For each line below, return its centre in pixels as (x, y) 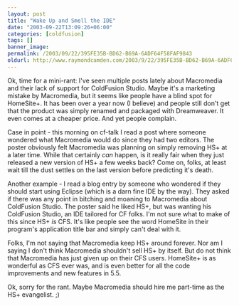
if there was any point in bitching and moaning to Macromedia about (107, 199)
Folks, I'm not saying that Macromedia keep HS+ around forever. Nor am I (115, 243)
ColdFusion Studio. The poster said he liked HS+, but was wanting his (110, 206)
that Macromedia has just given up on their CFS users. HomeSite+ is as (112, 258)
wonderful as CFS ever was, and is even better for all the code (99, 265)
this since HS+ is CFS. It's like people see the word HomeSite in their (108, 221)
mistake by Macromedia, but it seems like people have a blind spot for (110, 95)
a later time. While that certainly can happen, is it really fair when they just (116, 154)
